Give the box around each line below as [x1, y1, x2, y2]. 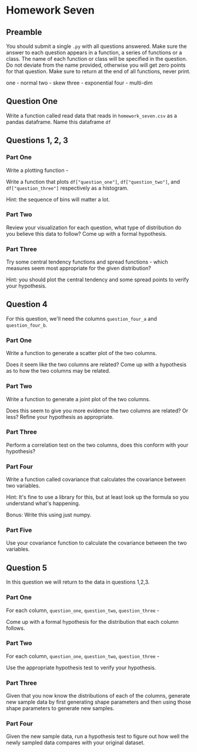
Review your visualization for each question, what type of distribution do [6, 224, 182, 231]
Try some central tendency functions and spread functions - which [6, 258, 169, 266]
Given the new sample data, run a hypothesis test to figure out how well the [6, 733, 189, 740]
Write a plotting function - [6, 167, 69, 174]
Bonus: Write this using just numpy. [6, 512, 92, 519]
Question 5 [6, 562, 48, 573]
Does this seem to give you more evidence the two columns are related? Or [6, 407, 189, 414]
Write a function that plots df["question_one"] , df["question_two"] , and [6, 178, 181, 185]
